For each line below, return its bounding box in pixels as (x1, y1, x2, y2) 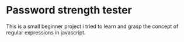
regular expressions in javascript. (6, 29, 86, 36)
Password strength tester (6, 3, 133, 17)
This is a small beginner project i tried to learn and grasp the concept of (6, 23, 179, 30)
